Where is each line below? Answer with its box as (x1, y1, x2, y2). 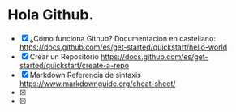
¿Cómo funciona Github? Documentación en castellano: (29, 33, 217, 43)
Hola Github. (7, 6, 94, 24)
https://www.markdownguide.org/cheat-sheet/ (19, 79, 176, 88)
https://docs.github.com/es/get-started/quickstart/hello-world (19, 42, 228, 52)
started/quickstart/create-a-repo (19, 60, 130, 70)
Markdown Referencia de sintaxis (29, 70, 141, 80)
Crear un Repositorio (29, 51, 99, 62)
